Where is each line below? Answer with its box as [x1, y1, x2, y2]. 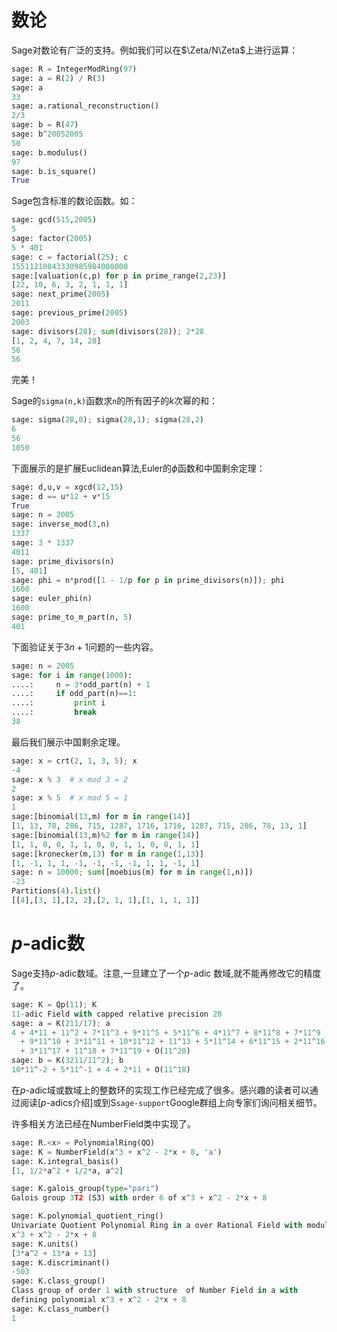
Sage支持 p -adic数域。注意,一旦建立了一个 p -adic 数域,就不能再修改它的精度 [11, 967, 322, 979]
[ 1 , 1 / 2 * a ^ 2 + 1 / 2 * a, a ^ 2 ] [11, 1166, 124, 1176]
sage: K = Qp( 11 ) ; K [11, 999, 98, 1010]
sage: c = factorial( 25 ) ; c [11, 252, 129, 262]
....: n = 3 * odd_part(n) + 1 [11, 679, 151, 690]
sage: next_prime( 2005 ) [11, 289, 111, 300]
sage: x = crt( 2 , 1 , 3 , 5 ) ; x [11, 756, 138, 766]
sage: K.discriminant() [11, 1257, 111, 1268]
